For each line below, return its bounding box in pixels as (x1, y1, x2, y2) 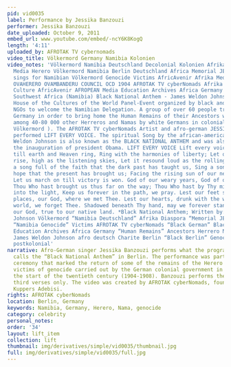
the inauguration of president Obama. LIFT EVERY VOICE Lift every (13, 145, 211, 151)
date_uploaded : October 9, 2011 (7, 29, 100, 36)
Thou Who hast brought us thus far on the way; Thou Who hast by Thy (13, 183, 217, 190)
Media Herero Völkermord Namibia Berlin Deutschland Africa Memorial (13, 67, 217, 74)
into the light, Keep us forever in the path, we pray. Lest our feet (13, 189, 220, 196)
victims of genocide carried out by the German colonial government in (13, 266, 223, 273)
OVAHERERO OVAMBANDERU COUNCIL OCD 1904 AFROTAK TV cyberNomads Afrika (13, 81, 223, 87)
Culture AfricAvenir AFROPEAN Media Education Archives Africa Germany (13, 87, 223, 94)
